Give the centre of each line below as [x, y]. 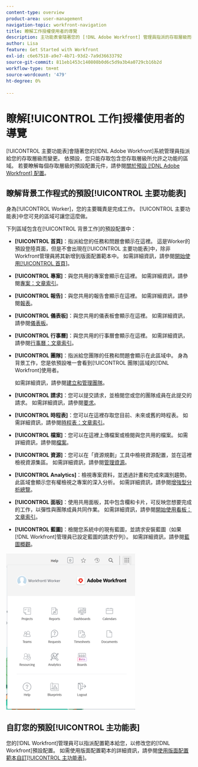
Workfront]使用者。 [38, 370]
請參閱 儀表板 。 [33, 323]
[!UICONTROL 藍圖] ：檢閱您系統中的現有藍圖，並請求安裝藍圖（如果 [98, 529]
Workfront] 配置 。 [28, 173]
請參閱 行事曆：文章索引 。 [46, 343]
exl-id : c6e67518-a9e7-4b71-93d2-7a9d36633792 [64, 56]
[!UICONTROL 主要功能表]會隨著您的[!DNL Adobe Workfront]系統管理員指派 [98, 151]
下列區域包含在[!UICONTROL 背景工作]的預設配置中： [71, 228]
